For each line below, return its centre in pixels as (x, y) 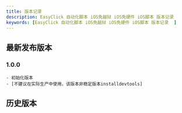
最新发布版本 (29, 47)
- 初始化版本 (20, 78)
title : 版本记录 (24, 11)
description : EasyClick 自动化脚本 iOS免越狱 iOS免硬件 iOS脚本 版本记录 (90, 17)
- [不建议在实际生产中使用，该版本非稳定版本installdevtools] (74, 84)
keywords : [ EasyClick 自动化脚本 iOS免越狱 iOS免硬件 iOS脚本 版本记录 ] (91, 22)
